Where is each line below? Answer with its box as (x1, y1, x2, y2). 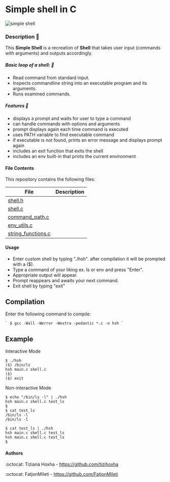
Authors (5, 450, 23, 456)
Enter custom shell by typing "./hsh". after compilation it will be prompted (12, 256, 165, 262)
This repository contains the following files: (5, 176, 95, 182)
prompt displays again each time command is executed (12, 126, 128, 132)
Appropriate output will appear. (12, 272, 78, 278)
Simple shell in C (5, 4, 77, 15)
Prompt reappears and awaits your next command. (12, 277, 119, 283)
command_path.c (8, 213, 49, 221)
